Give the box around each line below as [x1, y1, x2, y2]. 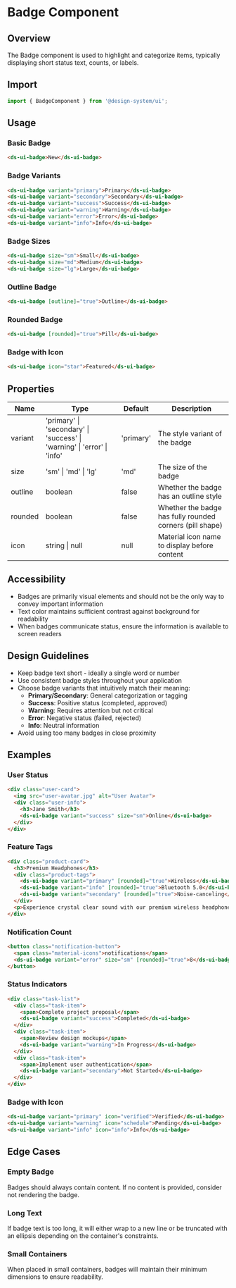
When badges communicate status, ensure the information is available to [17, 621, 229, 631]
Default [123, 404, 149, 414]
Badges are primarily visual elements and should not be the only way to [17, 592, 225, 600]
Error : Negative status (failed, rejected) [27, 713, 142, 722]
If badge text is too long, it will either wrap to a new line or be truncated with [7, 1224, 228, 1232]
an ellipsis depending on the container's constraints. [7, 1231, 159, 1240]
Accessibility [7, 574, 66, 586]
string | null [45, 540, 83, 550]
